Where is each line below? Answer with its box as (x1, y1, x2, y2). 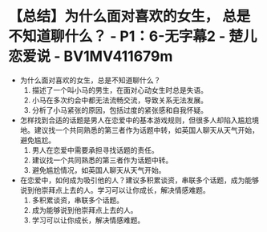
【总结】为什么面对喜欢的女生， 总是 (8, 7, 251, 26)
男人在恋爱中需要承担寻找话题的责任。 (31, 145, 159, 154)
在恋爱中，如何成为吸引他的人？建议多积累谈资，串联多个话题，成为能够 (19, 175, 259, 185)
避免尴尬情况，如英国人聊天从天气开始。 (31, 165, 166, 174)
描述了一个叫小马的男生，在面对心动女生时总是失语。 (31, 85, 208, 94)
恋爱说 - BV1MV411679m (8, 47, 173, 66)
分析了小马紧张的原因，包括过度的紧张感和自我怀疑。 (31, 105, 208, 114)
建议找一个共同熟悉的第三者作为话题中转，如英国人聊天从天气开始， (34, 125, 259, 134)
